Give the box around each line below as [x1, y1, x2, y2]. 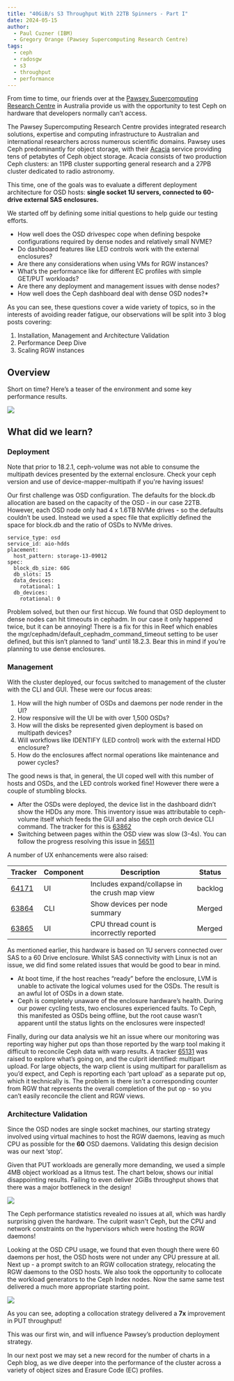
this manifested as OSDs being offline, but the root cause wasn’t [17, 1011, 202, 1020]
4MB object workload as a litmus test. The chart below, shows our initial [7, 1168, 214, 1177]
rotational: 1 [19, 583, 61, 590]
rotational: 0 [19, 595, 61, 602]
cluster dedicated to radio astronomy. [7, 167, 115, 175]
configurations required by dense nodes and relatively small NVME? [17, 238, 212, 246]
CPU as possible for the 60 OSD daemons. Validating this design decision [7, 1140, 219, 1148]
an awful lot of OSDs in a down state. [17, 989, 124, 998]
